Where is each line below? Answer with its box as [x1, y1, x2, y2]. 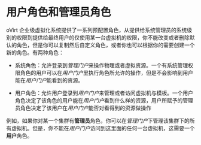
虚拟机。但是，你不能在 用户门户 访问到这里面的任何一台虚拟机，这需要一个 [11, 124, 195, 132]
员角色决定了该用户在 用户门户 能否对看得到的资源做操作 [14, 104, 151, 111]
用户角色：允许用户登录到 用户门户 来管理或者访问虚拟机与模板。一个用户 [14, 89, 193, 96]
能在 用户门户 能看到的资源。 [14, 76, 84, 84]
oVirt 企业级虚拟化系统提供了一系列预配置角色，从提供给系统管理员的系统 [6, 26, 187, 34]
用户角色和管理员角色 [6, 5, 112, 19]
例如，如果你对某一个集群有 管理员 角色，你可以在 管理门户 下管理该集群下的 [6, 117, 190, 124]
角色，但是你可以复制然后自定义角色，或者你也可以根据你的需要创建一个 [16, 41, 195, 49]
